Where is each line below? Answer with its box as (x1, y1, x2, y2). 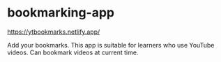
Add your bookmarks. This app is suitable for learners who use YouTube (7, 41, 215, 49)
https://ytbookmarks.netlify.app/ (7, 28, 100, 36)
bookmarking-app (7, 5, 115, 21)
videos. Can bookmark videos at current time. (7, 48, 139, 56)
